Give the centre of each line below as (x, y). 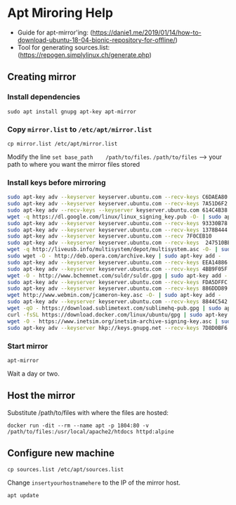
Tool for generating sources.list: (64, 47)
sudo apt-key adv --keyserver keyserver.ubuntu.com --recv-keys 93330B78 (118, 223)
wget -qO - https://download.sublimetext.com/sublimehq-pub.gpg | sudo (114, 308)
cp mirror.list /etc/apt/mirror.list (63, 143)
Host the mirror (41, 396)
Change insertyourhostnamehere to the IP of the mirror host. (94, 482)
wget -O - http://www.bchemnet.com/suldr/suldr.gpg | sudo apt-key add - (118, 276)
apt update (23, 495)
